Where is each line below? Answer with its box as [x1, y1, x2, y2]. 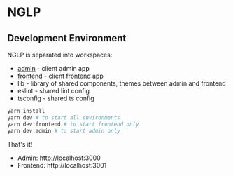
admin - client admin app [17, 65, 90, 72]
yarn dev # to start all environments [7, 114, 120, 121]
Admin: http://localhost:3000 [17, 154, 101, 162]
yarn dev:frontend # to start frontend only [7, 121, 139, 128]
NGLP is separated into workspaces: [7, 50, 113, 59]
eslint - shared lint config [17, 87, 90, 95]
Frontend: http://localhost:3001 [17, 161, 107, 169]
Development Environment [7, 32, 127, 44]
